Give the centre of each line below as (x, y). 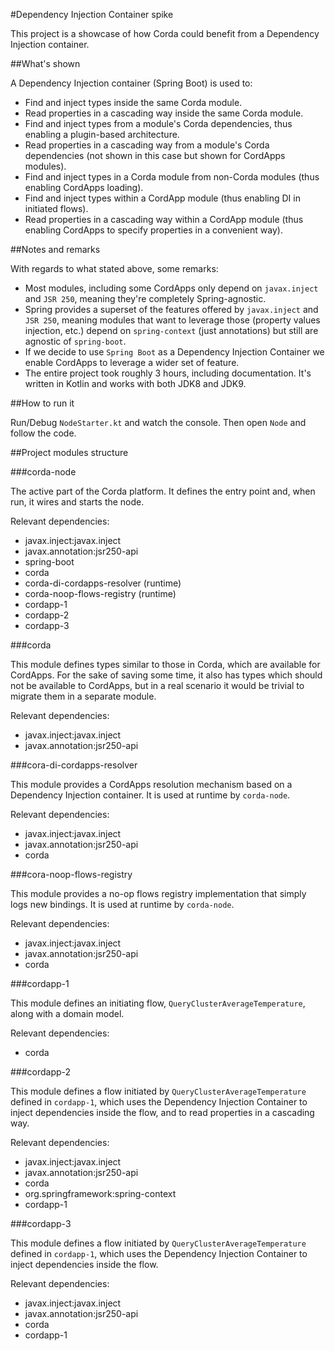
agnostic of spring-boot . (75, 341)
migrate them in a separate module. (83, 696)
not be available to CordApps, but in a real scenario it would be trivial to (157, 685)
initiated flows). (56, 208)
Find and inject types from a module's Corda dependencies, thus (158, 123)
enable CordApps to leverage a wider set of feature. (132, 362)
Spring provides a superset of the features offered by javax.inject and (171, 309)
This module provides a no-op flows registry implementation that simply (158, 893)
